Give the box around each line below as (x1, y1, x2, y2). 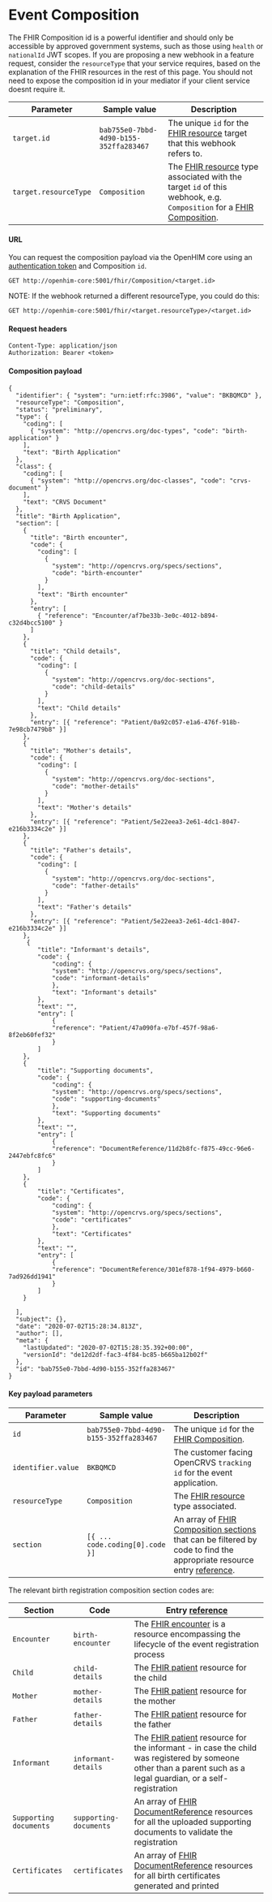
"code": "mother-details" (51, 782, 139, 790)
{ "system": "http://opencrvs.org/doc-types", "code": (29, 426, 219, 435)
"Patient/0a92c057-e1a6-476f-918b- (120, 718, 241, 726)
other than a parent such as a (134, 1762, 245, 1774)
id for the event (173, 1467, 233, 1478)
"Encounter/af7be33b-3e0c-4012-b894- (91, 612, 219, 620)
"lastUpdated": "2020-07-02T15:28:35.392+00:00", (23, 1343, 194, 1351)
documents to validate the (134, 1826, 233, 1837)
